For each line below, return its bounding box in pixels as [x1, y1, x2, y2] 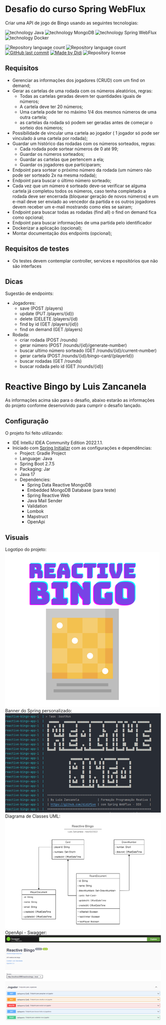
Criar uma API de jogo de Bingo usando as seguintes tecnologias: [5, 20, 138, 26]
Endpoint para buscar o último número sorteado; [12, 177, 112, 183]
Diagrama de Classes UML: [5, 813, 61, 820]
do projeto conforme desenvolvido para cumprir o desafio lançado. [5, 403, 142, 409]
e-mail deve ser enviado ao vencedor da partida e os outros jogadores [12, 199, 156, 205]
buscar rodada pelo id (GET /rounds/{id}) [19, 363, 104, 369]
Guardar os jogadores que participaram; [19, 161, 101, 167]
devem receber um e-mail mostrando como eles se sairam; [12, 204, 133, 209]
